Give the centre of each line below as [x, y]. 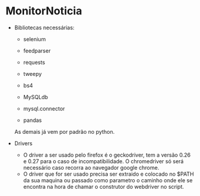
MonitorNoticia [44, 11]
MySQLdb [36, 97]
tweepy [33, 73]
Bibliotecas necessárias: [44, 27]
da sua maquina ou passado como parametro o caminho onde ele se [108, 180]
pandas [33, 120]
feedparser [37, 50]
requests [34, 62]
